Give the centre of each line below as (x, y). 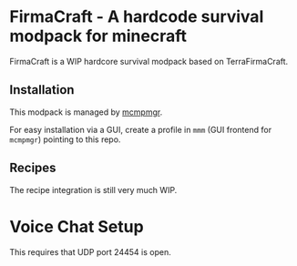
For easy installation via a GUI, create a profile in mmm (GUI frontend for (140, 129)
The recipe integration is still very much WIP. (93, 189)
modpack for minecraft (98, 36)
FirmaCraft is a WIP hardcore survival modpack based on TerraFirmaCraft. (149, 61)
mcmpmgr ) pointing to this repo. (65, 139)
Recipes (33, 168)
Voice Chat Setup (77, 226)
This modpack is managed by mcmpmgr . (86, 112)
